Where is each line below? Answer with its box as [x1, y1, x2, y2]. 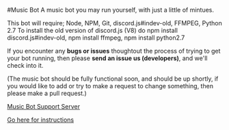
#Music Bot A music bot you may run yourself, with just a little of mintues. [7, 6, 214, 14]
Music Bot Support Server [7, 103, 81, 110]
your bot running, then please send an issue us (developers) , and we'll [7, 54, 208, 62]
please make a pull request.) [7, 89, 87, 97]
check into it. [7, 62, 44, 69]
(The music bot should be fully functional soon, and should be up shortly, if [7, 75, 219, 83]
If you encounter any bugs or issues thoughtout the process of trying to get [7, 47, 221, 55]
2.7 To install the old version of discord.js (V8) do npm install [7, 27, 178, 34]
